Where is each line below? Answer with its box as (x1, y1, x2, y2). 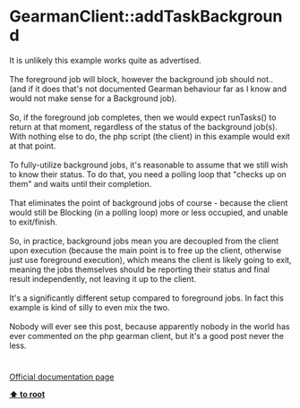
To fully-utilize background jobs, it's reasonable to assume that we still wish (9, 159, 288, 170)
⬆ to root (9, 389, 46, 400)
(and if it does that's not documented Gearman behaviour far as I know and (9, 83, 287, 94)
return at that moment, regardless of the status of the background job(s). (9, 121, 278, 132)
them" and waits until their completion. (9, 178, 152, 189)
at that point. (9, 140, 56, 151)
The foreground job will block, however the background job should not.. (9, 73, 274, 84)
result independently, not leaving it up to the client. (9, 273, 197, 284)
